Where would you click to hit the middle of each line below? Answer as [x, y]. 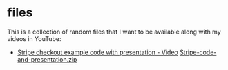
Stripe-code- [198, 52]
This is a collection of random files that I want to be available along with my [114, 32]
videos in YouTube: [34, 38]
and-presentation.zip [47, 59]
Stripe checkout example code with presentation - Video [97, 52]
